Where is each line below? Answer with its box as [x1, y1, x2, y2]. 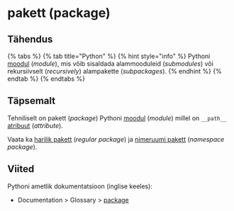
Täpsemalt [7, 95, 55, 107]
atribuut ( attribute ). [7, 121, 64, 130]
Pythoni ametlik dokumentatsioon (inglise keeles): [7, 182, 152, 190]
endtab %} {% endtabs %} [7, 74, 85, 83]
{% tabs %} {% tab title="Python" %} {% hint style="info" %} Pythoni [7, 52, 211, 60]
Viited [7, 163, 35, 175]
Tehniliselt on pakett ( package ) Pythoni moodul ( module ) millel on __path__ [7, 113, 227, 122]
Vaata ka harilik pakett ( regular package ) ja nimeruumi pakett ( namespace [7, 135, 225, 143]
